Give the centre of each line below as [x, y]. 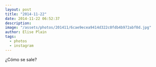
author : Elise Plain [26, 32]
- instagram [22, 46]
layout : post [18, 9]
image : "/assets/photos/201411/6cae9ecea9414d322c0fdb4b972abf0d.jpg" [78, 28]
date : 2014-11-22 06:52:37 [32, 18]
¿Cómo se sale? [21, 59]
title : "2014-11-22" [26, 14]
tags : [10, 37]
